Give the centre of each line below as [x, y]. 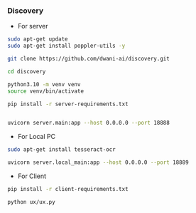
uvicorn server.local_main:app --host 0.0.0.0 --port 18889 [98, 162]
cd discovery [27, 71]
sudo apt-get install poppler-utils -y [66, 46]
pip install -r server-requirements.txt [68, 104]
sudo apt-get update [38, 39]
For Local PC [36, 137]
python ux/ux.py [31, 202]
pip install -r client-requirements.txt [68, 189]
